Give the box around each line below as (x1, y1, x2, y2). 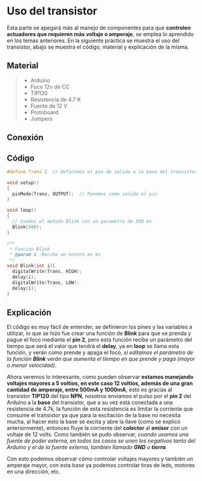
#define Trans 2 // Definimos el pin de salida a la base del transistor (7, 168, 198, 175)
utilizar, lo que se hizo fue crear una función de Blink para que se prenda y (7, 329, 191, 337)
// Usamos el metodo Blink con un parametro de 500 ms (12, 218, 152, 225)
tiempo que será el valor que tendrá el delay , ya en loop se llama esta (7, 343, 179, 350)
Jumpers (30, 115, 53, 122)
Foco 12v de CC (30, 83, 70, 90)
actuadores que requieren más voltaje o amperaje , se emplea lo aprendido (7, 30, 194, 37)
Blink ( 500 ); (12, 224, 43, 230)
